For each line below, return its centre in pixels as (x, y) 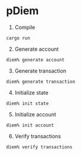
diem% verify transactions (39, 147)
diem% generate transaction (41, 82)
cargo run (18, 38)
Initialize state (31, 92)
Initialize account (35, 114)
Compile (25, 27)
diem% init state (27, 103)
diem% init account (30, 125)
